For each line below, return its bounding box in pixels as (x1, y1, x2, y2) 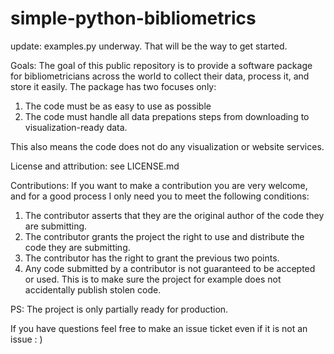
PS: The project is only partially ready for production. (10, 303, 229, 315)
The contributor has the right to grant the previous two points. (24, 252, 280, 264)
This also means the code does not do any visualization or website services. (10, 140, 325, 152)
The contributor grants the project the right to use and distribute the (24, 230, 305, 242)
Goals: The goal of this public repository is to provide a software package (10, 59, 313, 71)
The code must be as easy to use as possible (24, 100, 212, 112)
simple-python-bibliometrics (10, 7, 257, 30)
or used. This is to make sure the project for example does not (24, 273, 282, 285)
